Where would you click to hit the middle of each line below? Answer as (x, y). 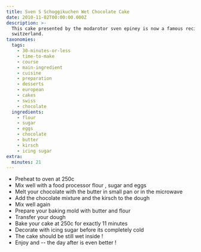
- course (28, 62)
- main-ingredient (40, 67)
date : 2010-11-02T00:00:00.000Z (46, 17)
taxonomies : (21, 40)
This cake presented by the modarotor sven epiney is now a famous (98, 28)
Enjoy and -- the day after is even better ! (66, 242)
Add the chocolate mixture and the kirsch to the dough (82, 198)
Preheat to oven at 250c (45, 179)
